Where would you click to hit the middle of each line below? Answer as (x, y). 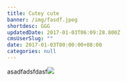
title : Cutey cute (33, 13)
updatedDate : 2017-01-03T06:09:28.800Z (64, 32)
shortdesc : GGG (29, 26)
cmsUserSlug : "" (30, 39)
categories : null (32, 52)
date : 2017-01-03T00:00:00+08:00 (55, 45)
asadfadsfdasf (27, 71)
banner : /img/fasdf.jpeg (42, 20)
